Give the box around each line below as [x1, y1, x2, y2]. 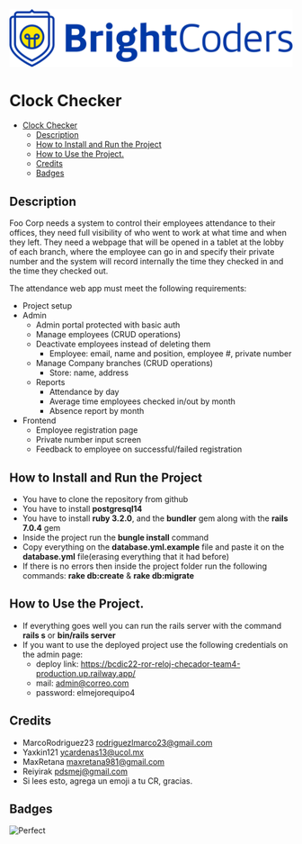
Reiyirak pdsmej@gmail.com [22, 766, 129, 777]
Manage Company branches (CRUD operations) [35, 358, 214, 369]
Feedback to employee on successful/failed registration [35, 444, 243, 454]
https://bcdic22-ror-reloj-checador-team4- [80, 658, 241, 669]
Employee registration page [35, 425, 138, 435]
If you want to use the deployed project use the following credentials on [22, 639, 289, 650]
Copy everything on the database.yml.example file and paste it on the [22, 541, 285, 552]
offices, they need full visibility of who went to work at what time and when [9, 228, 288, 238]
